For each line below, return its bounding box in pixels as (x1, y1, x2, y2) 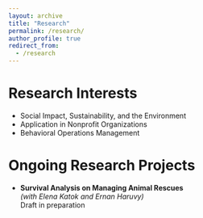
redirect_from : (8, 42, 60, 50)
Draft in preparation (19, 199, 85, 210)
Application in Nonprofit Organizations (19, 119, 147, 129)
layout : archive (8, 11, 63, 20)
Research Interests (8, 84, 138, 103)
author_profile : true (8, 34, 81, 43)
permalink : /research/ (8, 27, 85, 35)
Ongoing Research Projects (8, 157, 196, 174)
